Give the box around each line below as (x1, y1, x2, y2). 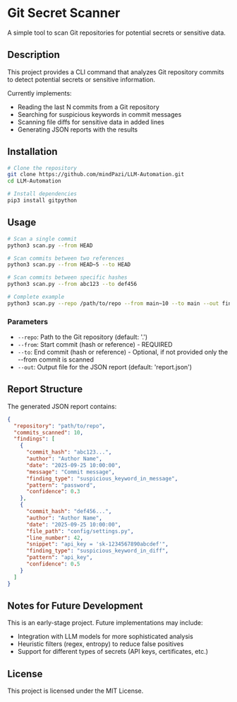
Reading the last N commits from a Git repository (17, 103, 160, 111)
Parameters (7, 316, 48, 326)
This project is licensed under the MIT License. (7, 686, 144, 695)
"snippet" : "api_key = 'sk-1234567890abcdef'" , (25, 541, 169, 548)
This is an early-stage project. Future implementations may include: (7, 618, 203, 627)
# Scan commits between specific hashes (7, 274, 128, 281)
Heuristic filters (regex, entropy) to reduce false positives (17, 640, 184, 648)
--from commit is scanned (17, 355, 94, 364)
